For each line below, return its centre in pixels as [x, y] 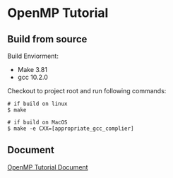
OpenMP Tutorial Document [48, 167]
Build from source [47, 39]
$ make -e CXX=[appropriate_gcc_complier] [71, 129]
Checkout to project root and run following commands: [87, 91]
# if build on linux [38, 104]
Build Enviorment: [33, 56]
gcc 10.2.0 [32, 77]
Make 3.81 [32, 70]
